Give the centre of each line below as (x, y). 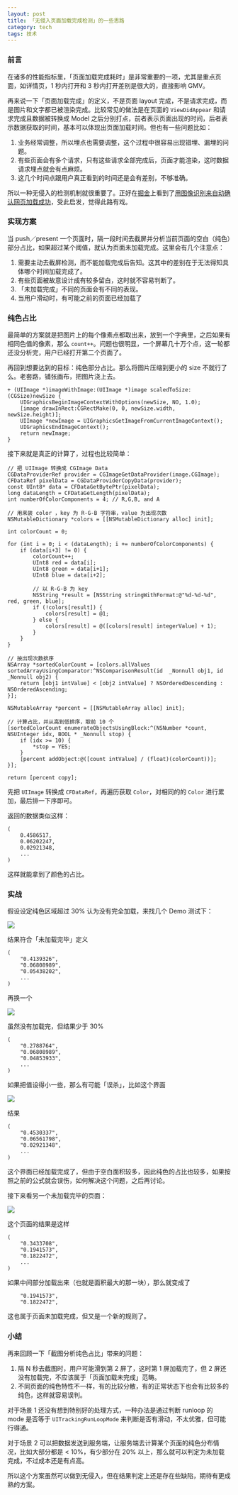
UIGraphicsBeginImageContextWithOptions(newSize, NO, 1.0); (110, 402)
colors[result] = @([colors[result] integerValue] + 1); (131, 626)
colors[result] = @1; (77, 614)
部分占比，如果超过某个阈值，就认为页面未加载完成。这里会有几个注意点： (116, 247)
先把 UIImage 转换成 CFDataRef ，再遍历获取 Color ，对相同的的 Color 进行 (113, 792)
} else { (46, 620)
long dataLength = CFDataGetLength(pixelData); (79, 494)
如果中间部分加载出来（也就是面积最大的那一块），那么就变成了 (99, 1283)
